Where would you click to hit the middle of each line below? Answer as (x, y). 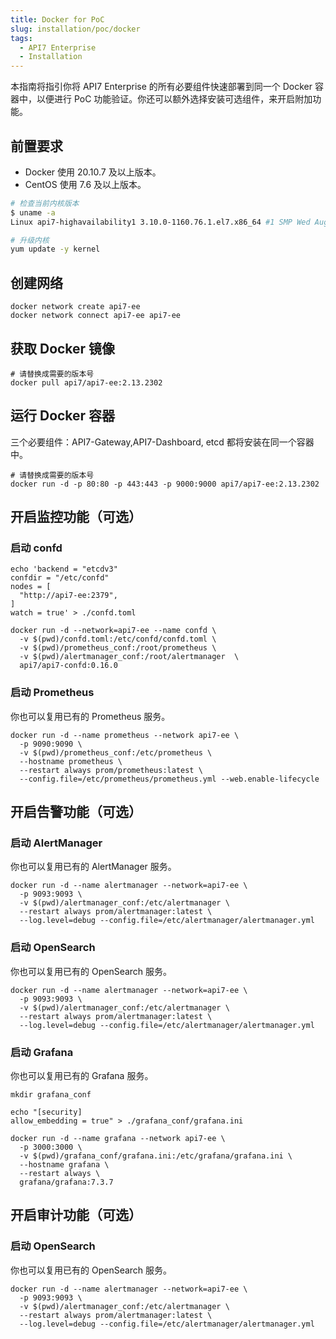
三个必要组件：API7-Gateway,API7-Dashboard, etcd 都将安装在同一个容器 (162, 442)
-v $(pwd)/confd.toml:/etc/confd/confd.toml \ (118, 639)
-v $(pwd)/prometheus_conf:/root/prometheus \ (118, 648)
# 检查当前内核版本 (45, 203)
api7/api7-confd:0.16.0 (68, 666)
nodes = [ (31, 587)
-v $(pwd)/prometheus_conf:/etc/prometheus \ (116, 752)
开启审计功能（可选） (76, 1215)
